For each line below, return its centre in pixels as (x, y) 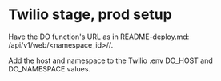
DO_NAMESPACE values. (49, 68)
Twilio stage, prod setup (90, 15)
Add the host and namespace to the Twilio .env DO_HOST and (111, 60)
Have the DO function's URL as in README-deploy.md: (99, 37)
